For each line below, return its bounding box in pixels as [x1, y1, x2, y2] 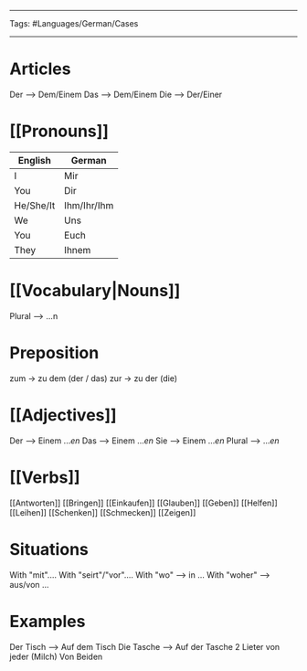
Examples [9, 611, 86, 632]
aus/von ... [9, 579, 49, 590]
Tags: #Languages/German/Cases [9, 18, 139, 28]
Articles [9, 59, 71, 80]
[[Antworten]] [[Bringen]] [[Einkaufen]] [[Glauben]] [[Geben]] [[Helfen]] [9, 497, 279, 508]
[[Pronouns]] [9, 121, 110, 142]
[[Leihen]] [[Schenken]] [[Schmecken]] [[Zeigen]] [9, 506, 196, 517]
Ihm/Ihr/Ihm [63, 198, 114, 211]
